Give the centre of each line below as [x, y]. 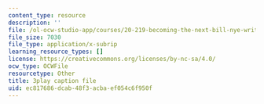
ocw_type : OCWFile [38, 66]
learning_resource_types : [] [56, 52]
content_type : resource [47, 15]
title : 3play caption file [52, 81]
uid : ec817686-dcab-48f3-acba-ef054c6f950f [81, 88]
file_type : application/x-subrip [63, 45]
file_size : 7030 [35, 37]
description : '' [35, 23]
